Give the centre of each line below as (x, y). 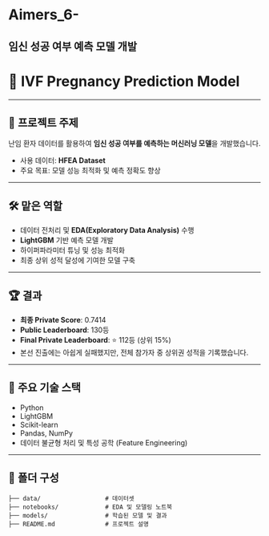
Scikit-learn (39, 424)
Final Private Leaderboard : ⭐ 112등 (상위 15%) (96, 339)
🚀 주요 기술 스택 (45, 388)
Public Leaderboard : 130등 (64, 330)
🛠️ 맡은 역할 (35, 206)
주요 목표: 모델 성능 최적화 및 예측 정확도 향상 (90, 171)
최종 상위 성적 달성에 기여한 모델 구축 (78, 260)
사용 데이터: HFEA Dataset (62, 160)
